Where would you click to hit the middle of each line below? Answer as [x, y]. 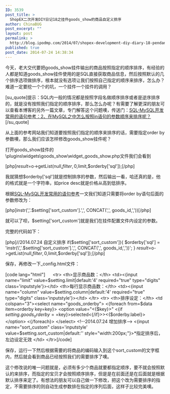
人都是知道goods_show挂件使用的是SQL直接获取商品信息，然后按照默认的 [83, 74]
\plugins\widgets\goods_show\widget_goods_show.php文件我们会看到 [78, 156]
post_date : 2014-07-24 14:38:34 [39, 52]
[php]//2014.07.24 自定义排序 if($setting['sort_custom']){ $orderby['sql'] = [83, 242]
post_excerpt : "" [24, 29]
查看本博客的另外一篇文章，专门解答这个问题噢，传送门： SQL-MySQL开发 [87, 110]
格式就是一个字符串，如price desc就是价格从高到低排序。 [69, 183]
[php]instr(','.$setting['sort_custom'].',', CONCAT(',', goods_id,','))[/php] [78, 210]
